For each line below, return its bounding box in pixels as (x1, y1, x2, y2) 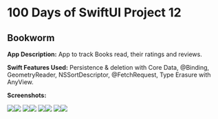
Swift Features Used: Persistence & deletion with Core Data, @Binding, (7, 64, 210, 71)
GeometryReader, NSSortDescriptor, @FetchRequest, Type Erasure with (7, 70, 211, 79)
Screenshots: (7, 91, 47, 99)
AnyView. (7, 78, 34, 86)
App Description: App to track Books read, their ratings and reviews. (7, 50, 203, 58)
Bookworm (7, 32, 55, 44)
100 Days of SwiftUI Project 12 (7, 5, 182, 21)
